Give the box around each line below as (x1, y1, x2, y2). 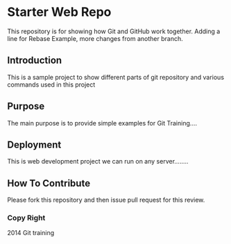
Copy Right (7, 213, 46, 223)
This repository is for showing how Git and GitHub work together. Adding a (7, 27, 221, 35)
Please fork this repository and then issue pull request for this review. (7, 195, 205, 204)
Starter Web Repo (7, 4, 112, 20)
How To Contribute (7, 177, 91, 189)
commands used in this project (7, 80, 96, 89)
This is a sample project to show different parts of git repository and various (7, 73, 224, 81)
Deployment (7, 139, 62, 150)
